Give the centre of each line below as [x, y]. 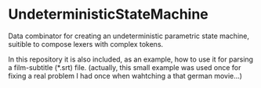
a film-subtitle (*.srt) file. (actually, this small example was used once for [125, 67]
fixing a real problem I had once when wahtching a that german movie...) [125, 76]
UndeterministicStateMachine [109, 14]
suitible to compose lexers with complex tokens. [86, 44]
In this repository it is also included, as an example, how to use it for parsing [130, 59]
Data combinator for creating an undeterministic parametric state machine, [129, 36]
